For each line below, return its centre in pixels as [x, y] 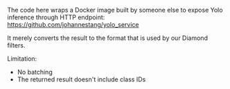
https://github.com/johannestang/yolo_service [73, 24]
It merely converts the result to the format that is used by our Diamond [107, 38]
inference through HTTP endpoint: [56, 17]
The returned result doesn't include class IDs [81, 79]
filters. [16, 45]
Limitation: [22, 59]
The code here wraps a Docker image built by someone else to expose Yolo [115, 10]
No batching [35, 72]
